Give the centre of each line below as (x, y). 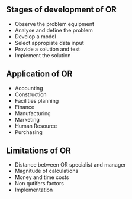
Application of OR (39, 74)
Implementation (34, 190)
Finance (25, 107)
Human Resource (36, 126)
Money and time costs (42, 177)
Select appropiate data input (49, 43)
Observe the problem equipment (54, 24)
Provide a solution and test (47, 49)
